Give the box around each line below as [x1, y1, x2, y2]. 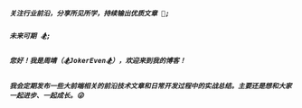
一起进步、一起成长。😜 [9, 91, 84, 100]
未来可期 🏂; [9, 31, 52, 40]
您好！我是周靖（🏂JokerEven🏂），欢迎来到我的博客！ [9, 57, 186, 66]
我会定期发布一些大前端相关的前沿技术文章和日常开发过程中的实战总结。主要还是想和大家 [9, 81, 292, 90]
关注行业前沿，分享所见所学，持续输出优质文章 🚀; [9, 9, 170, 18]
